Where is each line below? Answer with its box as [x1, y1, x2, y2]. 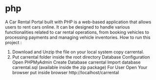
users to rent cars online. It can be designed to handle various [5, 24, 130, 30]
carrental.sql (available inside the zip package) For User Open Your [12, 64, 148, 70]
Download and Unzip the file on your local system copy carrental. [12, 49, 144, 55]
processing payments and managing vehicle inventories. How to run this [5, 34, 151, 40]
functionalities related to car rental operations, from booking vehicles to [5, 29, 149, 35]
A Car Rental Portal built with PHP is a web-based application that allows [5, 19, 152, 25]
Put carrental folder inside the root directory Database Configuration [12, 54, 150, 60]
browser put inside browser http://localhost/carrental [12, 69, 119, 75]
